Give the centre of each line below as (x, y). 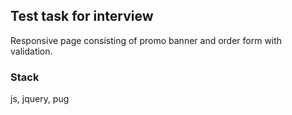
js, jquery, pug (40, 99)
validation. (31, 51)
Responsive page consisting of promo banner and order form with (146, 40)
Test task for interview (82, 16)
